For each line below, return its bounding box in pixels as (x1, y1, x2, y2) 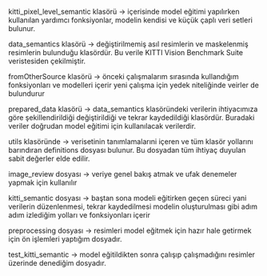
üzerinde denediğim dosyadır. (8, 258, 106, 267)
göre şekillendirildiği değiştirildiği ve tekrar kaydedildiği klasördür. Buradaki (8, 113, 255, 122)
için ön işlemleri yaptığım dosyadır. (8, 234, 122, 243)
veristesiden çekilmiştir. (8, 56, 86, 66)
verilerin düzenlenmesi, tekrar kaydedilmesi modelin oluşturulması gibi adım (8, 202, 258, 211)
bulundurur (8, 89, 46, 98)
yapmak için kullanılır (8, 178, 78, 187)
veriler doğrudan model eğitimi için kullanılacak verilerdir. (8, 122, 197, 130)
